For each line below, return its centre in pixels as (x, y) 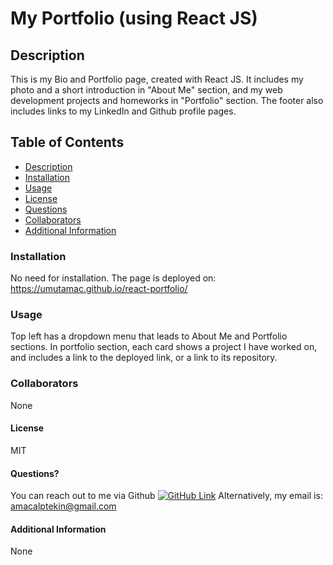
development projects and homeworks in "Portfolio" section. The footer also (167, 100)
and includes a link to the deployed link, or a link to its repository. (144, 358)
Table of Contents (67, 142)
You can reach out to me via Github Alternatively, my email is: (166, 496)
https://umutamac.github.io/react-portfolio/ (99, 289)
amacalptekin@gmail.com (63, 506)
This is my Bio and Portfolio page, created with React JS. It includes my (157, 79)
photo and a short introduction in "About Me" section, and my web (146, 90)
